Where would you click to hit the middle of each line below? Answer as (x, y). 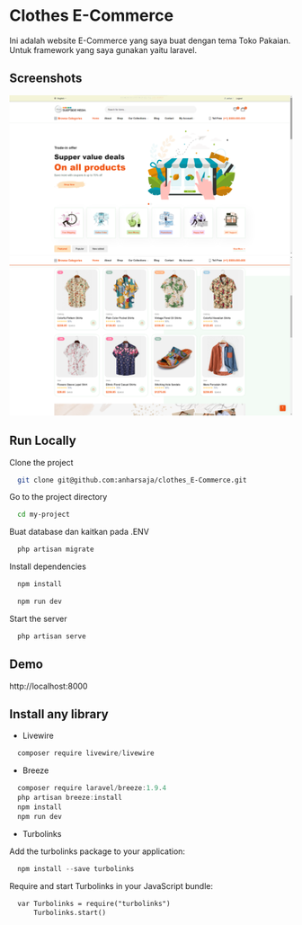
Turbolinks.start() (69, 912)
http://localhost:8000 (49, 686)
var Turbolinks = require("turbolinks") (94, 903)
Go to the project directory (58, 497)
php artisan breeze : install (70, 798)
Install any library (59, 714)
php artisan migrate (56, 549)
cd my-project (44, 515)
